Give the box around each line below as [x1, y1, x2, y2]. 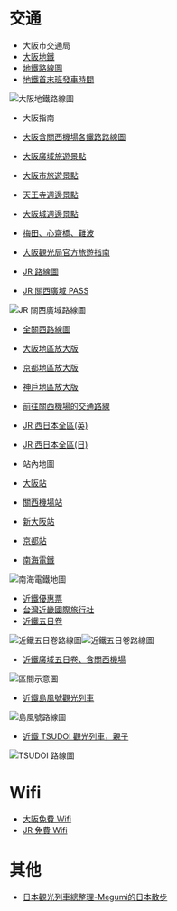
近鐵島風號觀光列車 [22, 692, 95, 703]
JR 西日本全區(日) [22, 439, 88, 450]
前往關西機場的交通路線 [22, 400, 110, 412]
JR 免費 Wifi [22, 824, 68, 835]
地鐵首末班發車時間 [22, 73, 95, 84]
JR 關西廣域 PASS [22, 285, 89, 296]
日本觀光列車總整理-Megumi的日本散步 [22, 891, 168, 902]
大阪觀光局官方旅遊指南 [22, 246, 110, 258]
